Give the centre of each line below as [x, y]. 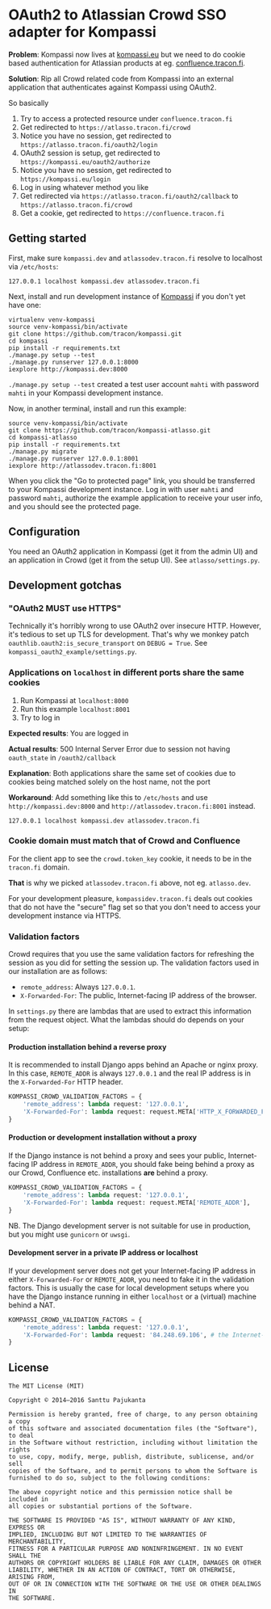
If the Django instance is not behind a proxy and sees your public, [117, 1156]
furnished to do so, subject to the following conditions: [110, 1478]
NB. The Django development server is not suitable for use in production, [130, 1225]
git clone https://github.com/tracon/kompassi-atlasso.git [110, 430]
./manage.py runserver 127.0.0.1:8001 [73, 458]
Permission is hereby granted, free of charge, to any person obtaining [133, 1415]
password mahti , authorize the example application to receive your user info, [135, 498]
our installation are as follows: [58, 971]
